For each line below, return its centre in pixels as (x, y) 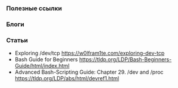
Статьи (17, 40)
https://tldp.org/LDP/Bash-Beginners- (126, 59)
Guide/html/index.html (42, 66)
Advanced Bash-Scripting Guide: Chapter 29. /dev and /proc (89, 72)
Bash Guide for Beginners (46, 59)
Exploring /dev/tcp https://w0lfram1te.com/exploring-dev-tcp (90, 53)
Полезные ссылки (34, 8)
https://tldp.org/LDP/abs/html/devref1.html (67, 78)
